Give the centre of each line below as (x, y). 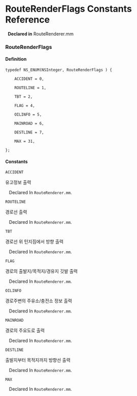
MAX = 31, (25, 141)
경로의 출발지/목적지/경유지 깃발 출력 (41, 271)
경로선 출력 (16, 212)
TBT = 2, (24, 97)
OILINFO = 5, (28, 115)
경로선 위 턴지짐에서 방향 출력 (35, 242)
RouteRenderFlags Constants (68, 9)
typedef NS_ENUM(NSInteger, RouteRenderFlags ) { (59, 70)
